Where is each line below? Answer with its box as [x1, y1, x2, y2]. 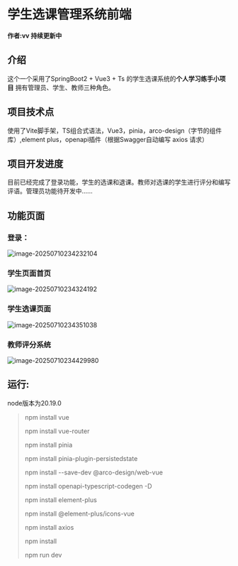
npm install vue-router [24, 427, 90, 435]
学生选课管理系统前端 [7, 6, 132, 23]
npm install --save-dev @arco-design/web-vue [24, 468, 163, 477]
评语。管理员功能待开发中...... [7, 187, 93, 195]
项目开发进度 [7, 158, 64, 170]
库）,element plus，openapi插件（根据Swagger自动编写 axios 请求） [7, 135, 209, 143]
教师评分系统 [7, 339, 52, 349]
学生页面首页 [7, 268, 52, 278]
